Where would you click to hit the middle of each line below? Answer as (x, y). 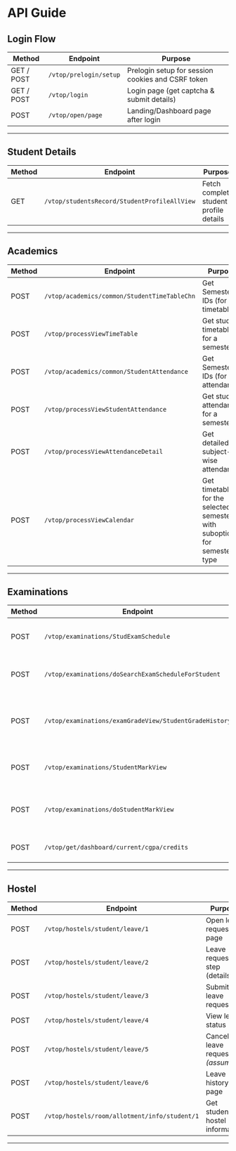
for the (213, 498)
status (216, 1025)
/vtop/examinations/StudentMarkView (106, 768)
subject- (217, 451)
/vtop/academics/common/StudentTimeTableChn (120, 296)
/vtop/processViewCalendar (90, 520)
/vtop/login (68, 95)
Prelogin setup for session (170, 70)
